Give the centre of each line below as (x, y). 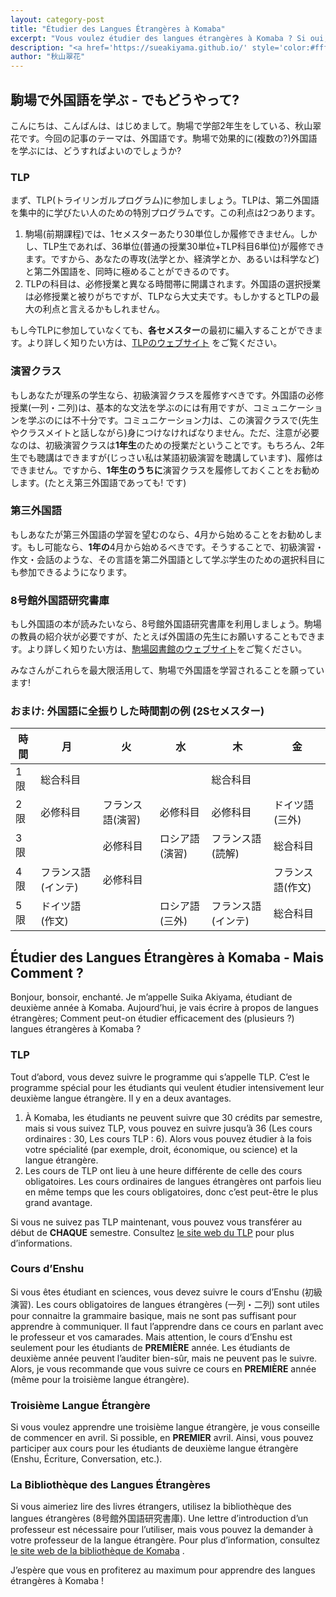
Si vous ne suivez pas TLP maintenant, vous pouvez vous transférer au (156, 1222)
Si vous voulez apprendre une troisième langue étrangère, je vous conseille (165, 1427)
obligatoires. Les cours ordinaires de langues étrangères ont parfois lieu (173, 1181)
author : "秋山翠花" (48, 57)
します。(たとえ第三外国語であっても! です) (98, 482)
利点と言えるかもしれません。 (103, 309)
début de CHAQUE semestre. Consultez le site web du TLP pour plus (152, 1232)
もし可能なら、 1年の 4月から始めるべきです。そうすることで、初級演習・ (175, 547)
